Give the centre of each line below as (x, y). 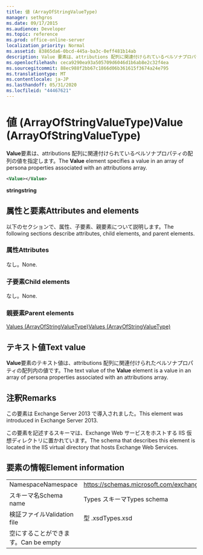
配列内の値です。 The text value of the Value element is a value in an (107, 370)
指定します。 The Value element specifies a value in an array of (105, 160)
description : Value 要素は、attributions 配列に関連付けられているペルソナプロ (99, 57)
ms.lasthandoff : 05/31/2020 (42, 85)
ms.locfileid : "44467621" (39, 91)
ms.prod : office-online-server (46, 40)
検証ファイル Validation (41, 514)
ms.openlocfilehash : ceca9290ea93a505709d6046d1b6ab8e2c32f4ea (88, 62)
